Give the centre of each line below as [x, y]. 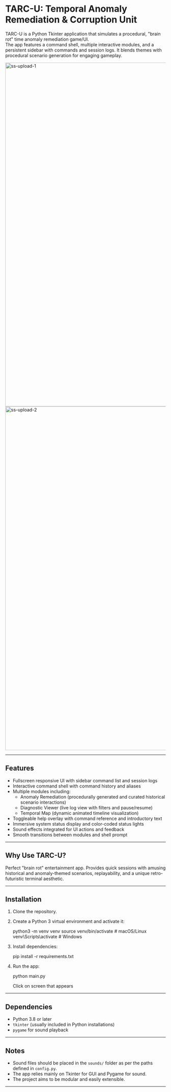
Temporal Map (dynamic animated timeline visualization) [79, 813]
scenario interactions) [43, 802]
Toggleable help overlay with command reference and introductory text [87, 818]
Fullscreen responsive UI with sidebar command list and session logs [85, 780]
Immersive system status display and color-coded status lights [78, 824]
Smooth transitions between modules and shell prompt [70, 835]
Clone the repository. [35, 912]
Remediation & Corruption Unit [71, 20]
